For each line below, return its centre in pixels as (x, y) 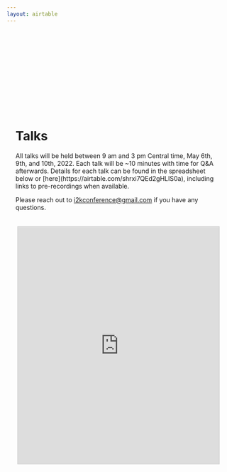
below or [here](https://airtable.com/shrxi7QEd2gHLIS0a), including (115, 178)
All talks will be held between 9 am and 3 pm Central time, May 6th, (114, 156)
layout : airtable (32, 14)
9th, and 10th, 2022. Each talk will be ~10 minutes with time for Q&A (115, 163)
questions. (31, 207)
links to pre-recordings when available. (73, 186)
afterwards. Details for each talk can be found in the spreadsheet (111, 171)
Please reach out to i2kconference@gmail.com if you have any (107, 199)
